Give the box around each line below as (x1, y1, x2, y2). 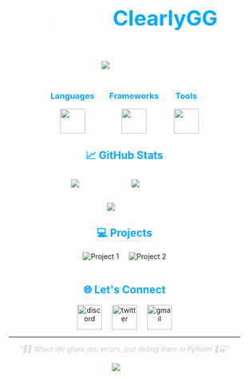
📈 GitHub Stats (85, 149, 164, 162)
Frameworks (109, 90, 160, 101)
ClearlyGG (113, 5, 218, 31)
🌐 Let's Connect (83, 283, 166, 297)
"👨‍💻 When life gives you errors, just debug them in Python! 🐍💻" (19, 344, 230, 354)
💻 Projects (97, 226, 152, 240)
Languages (49, 90, 95, 101)
